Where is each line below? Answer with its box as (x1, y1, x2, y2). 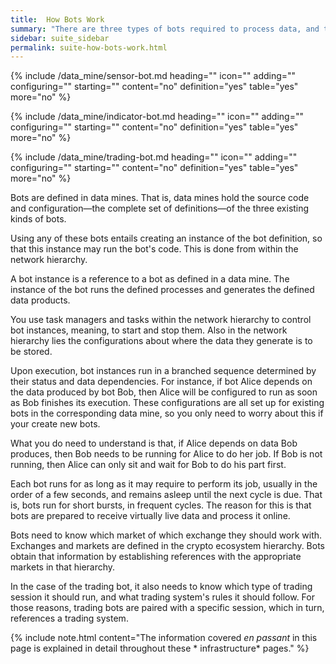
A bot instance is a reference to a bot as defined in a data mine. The (10, 273, 290, 285)
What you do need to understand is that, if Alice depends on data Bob (10, 437, 298, 450)
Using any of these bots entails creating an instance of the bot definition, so (10, 232, 323, 245)
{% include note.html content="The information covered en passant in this (10, 632, 318, 644)
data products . (10, 294, 71, 306)
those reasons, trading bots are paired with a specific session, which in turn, (10, 602, 325, 614)
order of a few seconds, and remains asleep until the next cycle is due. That (10, 489, 323, 501)
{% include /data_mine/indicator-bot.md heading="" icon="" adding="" (10, 111, 304, 123)
